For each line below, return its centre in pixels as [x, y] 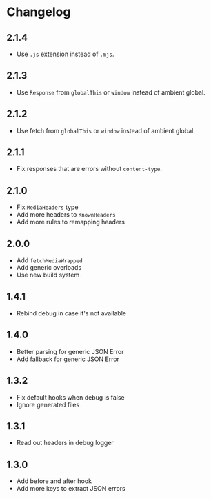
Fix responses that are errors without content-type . [89, 169]
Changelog [39, 12]
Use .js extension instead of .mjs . [65, 54]
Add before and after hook [54, 481]
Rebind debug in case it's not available [71, 313]
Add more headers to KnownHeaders [66, 215]
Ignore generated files [48, 404]
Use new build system [48, 275]
